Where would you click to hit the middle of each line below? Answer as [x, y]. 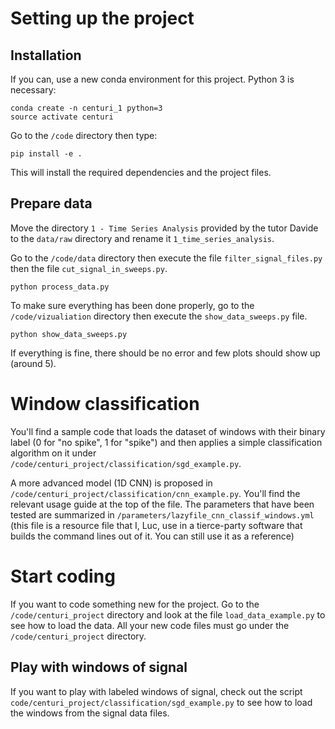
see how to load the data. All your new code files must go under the [150, 625]
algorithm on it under [53, 453]
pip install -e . [46, 154]
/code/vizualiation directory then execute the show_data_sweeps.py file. [159, 316]
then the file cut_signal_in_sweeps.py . [89, 268]
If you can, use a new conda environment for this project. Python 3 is [152, 79]
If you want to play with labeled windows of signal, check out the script [156, 691]
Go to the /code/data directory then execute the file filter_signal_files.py [166, 258]
